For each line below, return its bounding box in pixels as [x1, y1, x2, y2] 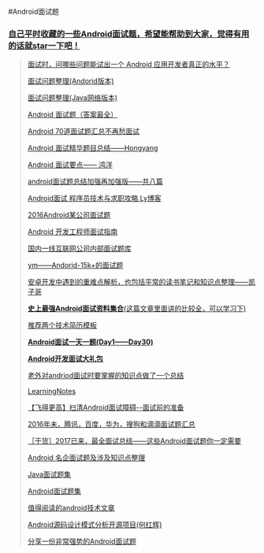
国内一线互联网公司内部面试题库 [27, 243, 132, 254]
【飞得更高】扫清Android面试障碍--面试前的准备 [27, 403, 184, 412]
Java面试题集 [27, 469, 72, 479]
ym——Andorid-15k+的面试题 [27, 261, 124, 270]
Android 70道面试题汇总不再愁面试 [27, 127, 140, 136]
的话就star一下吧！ [8, 40, 80, 51]
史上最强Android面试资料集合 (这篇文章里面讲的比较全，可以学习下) [27, 304, 247, 314]
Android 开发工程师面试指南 [27, 227, 118, 236]
